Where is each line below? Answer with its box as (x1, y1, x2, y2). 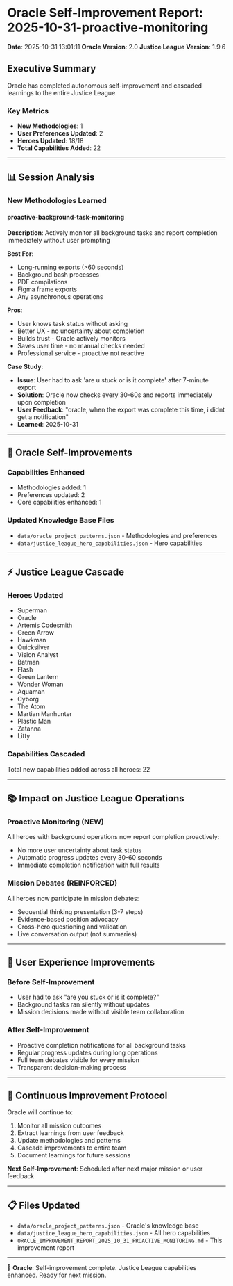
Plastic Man (17, 717, 51, 726)
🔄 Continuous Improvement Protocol (7, 1089, 168, 1101)
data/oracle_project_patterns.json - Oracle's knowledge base (17, 1221, 199, 1230)
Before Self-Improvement (7, 977, 95, 986)
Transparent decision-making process (17, 1063, 127, 1071)
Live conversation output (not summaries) (17, 929, 137, 938)
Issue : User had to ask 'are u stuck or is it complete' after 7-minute (17, 375, 209, 384)
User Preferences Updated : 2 (17, 129, 103, 138)
